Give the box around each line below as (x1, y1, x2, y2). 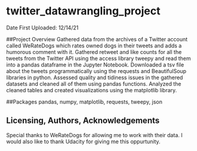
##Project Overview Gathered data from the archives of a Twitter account (6, 35, 188, 43)
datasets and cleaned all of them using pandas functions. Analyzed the (6, 80, 181, 87)
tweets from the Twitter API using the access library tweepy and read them (6, 55, 191, 62)
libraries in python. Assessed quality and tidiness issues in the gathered (6, 74, 183, 81)
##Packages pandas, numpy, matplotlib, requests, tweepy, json (6, 98, 163, 105)
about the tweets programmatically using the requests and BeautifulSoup (6, 67, 187, 74)
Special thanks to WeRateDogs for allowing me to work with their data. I (6, 131, 183, 138)
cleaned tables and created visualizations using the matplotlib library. (6, 86, 177, 93)
